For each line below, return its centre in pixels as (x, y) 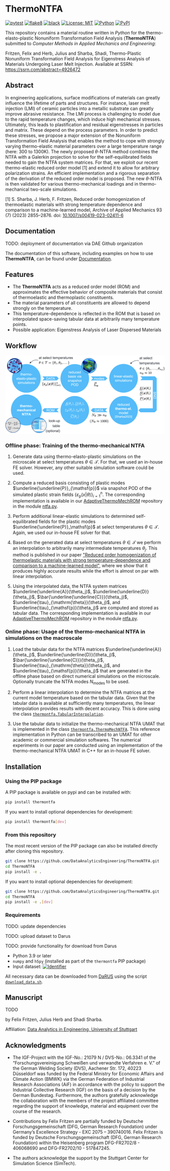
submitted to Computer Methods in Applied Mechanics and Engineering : (81, 43)
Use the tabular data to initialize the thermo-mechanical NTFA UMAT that (89, 724)
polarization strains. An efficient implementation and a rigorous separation (82, 173)
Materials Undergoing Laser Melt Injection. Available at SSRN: (69, 64)
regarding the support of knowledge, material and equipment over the (85, 1106)
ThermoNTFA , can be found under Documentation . (59, 259)
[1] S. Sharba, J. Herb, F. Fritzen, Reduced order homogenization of (75, 199)
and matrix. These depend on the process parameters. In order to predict (81, 130)
